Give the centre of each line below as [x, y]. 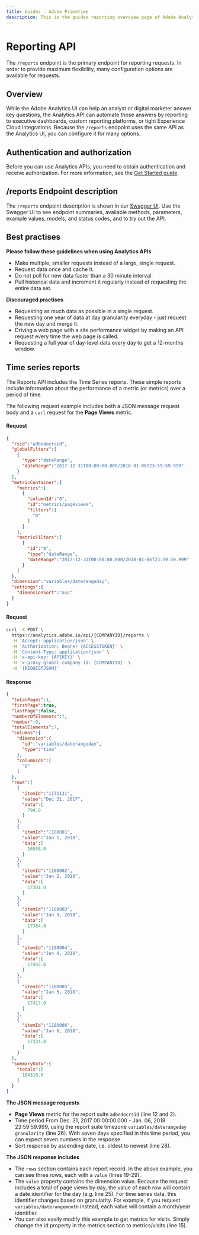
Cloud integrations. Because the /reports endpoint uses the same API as [95, 128]
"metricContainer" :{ [37, 482]
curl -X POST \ [25, 630]
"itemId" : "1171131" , [47, 793]
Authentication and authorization [69, 152]
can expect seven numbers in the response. [68, 1139]
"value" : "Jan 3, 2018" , [51, 915]
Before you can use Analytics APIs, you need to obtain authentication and [96, 167]
